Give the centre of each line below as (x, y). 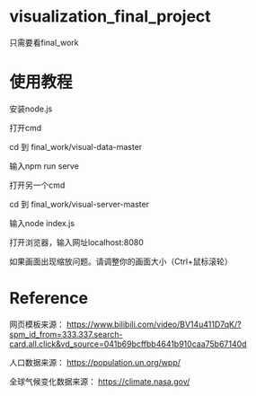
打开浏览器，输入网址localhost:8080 (76, 242)
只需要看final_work (44, 42)
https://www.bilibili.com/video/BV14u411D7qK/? (154, 324)
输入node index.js (42, 223)
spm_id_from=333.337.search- (66, 334)
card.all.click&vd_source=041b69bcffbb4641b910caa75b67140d (128, 344)
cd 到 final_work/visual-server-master (79, 204)
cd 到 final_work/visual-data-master (76, 146)
